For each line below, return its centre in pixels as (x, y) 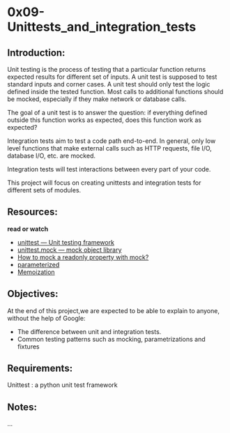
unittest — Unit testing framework (66, 242)
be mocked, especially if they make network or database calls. (97, 99)
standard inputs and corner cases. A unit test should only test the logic (109, 84)
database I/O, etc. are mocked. (52, 155)
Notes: (22, 407)
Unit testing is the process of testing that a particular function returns (107, 69)
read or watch (28, 229)
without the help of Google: (46, 318)
